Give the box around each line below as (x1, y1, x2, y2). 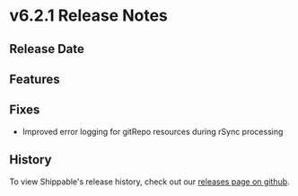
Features (9, 71, 60, 86)
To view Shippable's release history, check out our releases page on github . (9, 176, 290, 187)
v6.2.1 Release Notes (9, 5, 169, 26)
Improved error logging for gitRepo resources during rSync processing (22, 126, 284, 137)
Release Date (9, 41, 85, 57)
